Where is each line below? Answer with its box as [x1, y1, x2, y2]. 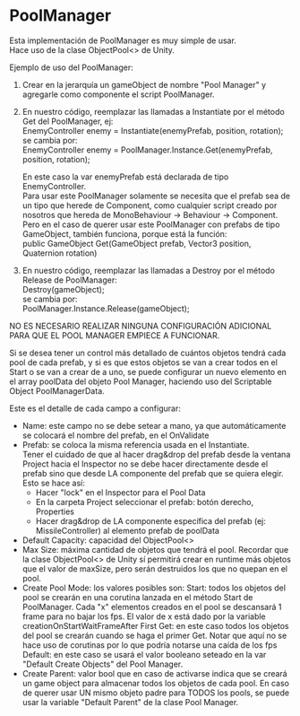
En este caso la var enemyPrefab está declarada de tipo [21, 171, 229, 182]
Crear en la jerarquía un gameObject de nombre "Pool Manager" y [21, 79, 267, 90]
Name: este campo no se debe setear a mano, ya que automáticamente [21, 420, 287, 431]
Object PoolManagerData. [9, 385, 105, 396]
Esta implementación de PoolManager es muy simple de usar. [9, 35, 237, 46]
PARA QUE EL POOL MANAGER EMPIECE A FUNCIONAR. [9, 329, 220, 341]
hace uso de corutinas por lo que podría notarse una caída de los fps [21, 639, 278, 651]
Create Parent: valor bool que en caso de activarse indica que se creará [21, 668, 288, 678]
